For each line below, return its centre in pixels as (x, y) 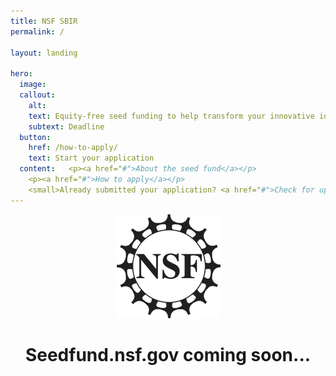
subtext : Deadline (66, 126)
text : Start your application (91, 158)
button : (35, 137)
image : (33, 85)
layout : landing (44, 53)
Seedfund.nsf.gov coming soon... (168, 354)
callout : (37, 95)
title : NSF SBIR (44, 21)
